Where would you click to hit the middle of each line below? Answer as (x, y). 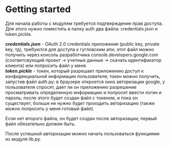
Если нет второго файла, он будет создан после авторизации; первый (81, 118)
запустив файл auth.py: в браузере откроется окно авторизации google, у (85, 82)
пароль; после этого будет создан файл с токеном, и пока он (72, 98)
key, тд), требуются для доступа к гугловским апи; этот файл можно (80, 49)
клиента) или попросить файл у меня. (46, 65)
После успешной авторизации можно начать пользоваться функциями (82, 133)
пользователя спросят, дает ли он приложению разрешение (71, 87)
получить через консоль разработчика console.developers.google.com (82, 55)
